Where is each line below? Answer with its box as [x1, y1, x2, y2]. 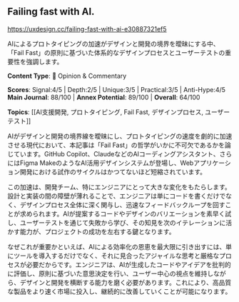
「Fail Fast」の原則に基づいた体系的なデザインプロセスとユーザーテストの [7, 48, 225, 56]
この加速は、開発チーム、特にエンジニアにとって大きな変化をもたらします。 [7, 182, 232, 191]
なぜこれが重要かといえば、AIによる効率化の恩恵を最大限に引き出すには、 [7, 242, 226, 251]
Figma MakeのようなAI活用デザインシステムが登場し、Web [19, 158, 194, 167]
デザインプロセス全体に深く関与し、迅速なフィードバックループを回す [19, 200, 226, 209]
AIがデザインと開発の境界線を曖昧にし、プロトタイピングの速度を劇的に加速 [7, 131, 233, 140]
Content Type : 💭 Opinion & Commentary [7, 71, 127, 80]
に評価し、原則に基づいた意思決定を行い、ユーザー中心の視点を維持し [7, 269, 214, 278]
